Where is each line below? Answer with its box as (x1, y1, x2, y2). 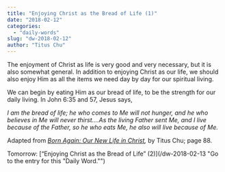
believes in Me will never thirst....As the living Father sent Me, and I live (7, 116, 207, 124)
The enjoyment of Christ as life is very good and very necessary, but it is (7, 61, 212, 68)
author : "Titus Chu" (7, 42, 66, 48)
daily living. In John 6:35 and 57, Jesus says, (7, 96, 133, 103)
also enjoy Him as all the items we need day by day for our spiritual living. (7, 75, 214, 83)
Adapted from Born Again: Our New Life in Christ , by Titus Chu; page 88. (7, 137, 213, 144)
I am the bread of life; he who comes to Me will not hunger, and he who (7, 109, 209, 117)
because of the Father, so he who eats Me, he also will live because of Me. (7, 124, 219, 131)
